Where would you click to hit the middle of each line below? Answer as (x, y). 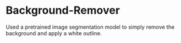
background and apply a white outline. (54, 33)
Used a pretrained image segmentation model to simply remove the (90, 27)
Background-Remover (63, 10)
